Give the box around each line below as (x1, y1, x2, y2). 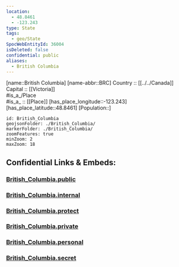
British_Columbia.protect (6, 206, 79, 215)
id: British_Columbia (6, 116, 59, 122)
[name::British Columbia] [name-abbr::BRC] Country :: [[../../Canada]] (6, 79, 174, 86)
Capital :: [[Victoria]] (6, 86, 55, 93)
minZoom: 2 (6, 136, 33, 142)
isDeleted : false (6, 47, 49, 53)
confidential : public (6, 52, 59, 58)
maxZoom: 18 (6, 142, 35, 148)
